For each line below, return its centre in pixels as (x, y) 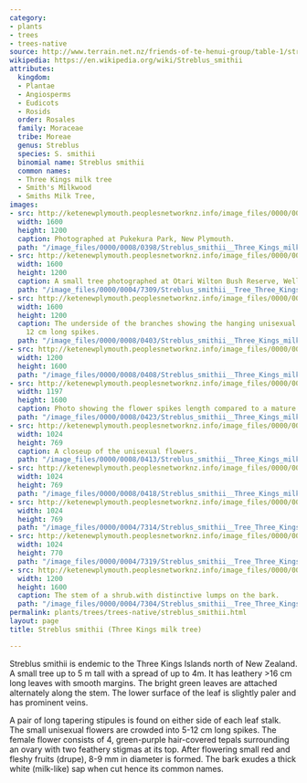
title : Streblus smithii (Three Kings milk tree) (106, 630)
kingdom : (34, 78)
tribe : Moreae (44, 137)
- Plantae (36, 86)
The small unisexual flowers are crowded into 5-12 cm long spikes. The (143, 730)
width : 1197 (41, 392)
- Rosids (34, 111)
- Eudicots (38, 103)
